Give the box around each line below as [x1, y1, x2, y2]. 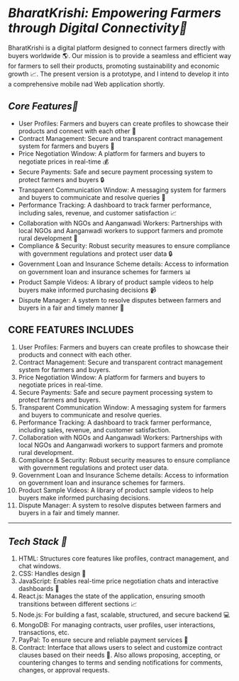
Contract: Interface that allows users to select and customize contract [18, 643, 223, 652]
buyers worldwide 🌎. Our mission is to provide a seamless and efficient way [8, 51, 231, 60]
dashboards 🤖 [18, 585, 60, 593]
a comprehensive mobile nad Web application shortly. [8, 79, 165, 88]
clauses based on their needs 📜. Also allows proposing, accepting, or [18, 651, 221, 660]
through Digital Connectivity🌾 [8, 20, 188, 36]
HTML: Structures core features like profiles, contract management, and [18, 554, 229, 563]
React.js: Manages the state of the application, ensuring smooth [18, 592, 206, 600]
